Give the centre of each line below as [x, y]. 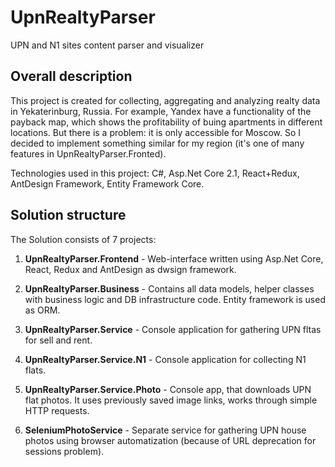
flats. [35, 370]
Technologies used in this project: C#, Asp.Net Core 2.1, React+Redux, [155, 173]
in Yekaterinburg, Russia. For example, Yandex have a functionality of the [161, 111]
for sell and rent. [58, 340]
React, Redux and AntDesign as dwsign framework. [130, 269]
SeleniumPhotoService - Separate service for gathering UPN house [165, 430]
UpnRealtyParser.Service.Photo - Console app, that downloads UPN [168, 389]
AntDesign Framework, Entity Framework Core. [107, 183]
